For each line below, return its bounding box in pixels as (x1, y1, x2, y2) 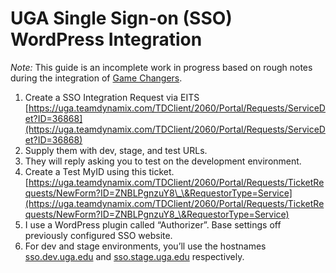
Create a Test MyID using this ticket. (24, 165, 175, 177)
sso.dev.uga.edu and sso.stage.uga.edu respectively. (24, 250, 245, 262)
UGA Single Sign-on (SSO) (10, 7, 233, 30)
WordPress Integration (10, 28, 203, 51)
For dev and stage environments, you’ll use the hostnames (24, 240, 267, 252)
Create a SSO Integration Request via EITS (24, 91, 200, 103)
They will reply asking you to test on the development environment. (24, 155, 302, 167)
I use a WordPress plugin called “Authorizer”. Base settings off (24, 218, 282, 231)
